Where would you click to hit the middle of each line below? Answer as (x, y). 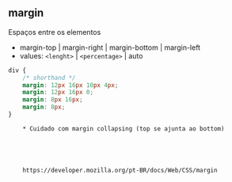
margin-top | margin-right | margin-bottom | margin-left (110, 47)
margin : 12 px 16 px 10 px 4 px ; (70, 85)
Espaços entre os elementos (55, 32)
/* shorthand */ (49, 78)
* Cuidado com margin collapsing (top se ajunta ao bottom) (124, 129)
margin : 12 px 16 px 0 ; (58, 93)
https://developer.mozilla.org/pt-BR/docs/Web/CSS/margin (120, 170)
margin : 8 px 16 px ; (53, 100)
